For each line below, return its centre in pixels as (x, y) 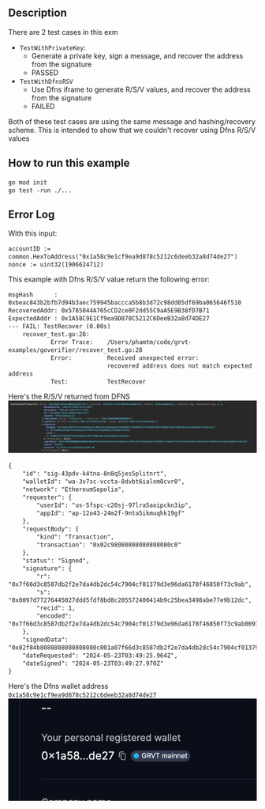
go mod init (28, 182)
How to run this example (69, 163)
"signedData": (45, 640)
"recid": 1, (56, 608)
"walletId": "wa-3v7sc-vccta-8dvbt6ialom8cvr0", (104, 482)
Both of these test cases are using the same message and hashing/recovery (132, 121)
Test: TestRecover (98, 382)
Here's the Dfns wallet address (58, 686)
